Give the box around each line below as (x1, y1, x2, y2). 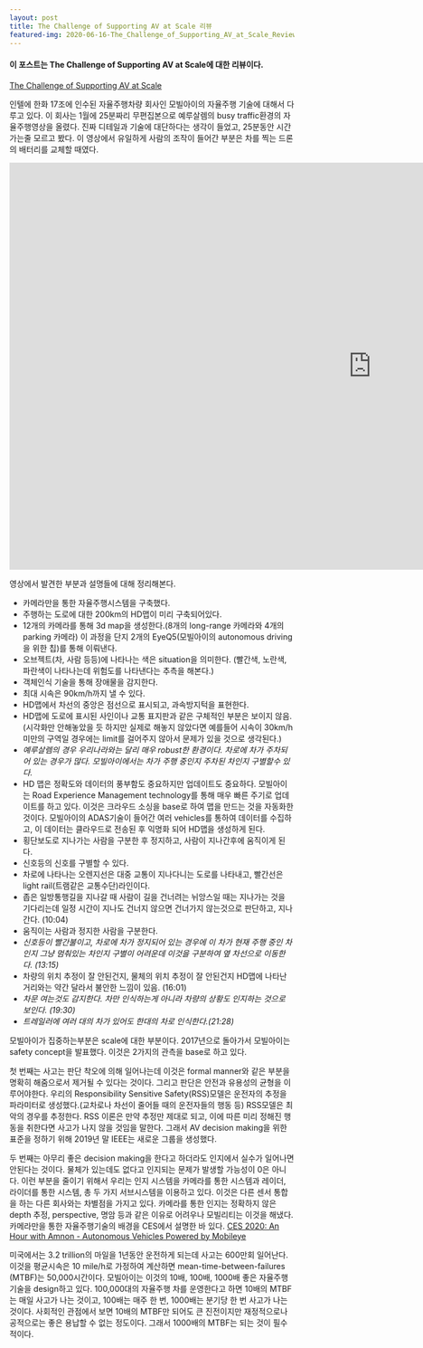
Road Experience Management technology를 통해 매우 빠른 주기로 (32, 789, 273, 801)
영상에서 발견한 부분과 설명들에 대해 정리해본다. (9, 578, 176, 589)
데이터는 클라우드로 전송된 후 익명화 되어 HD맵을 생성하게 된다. (43, 823, 266, 834)
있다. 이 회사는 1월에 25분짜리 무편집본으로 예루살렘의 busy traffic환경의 (25, 109, 282, 120)
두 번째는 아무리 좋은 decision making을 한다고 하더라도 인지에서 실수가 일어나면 (9, 1153, 295, 1163)
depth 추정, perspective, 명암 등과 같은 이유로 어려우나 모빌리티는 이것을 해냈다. (9, 1209, 294, 1220)
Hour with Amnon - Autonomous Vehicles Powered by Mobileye (9, 1230, 247, 1241)
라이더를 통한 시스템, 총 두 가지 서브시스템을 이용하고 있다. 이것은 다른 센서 (9, 1186, 272, 1197)
